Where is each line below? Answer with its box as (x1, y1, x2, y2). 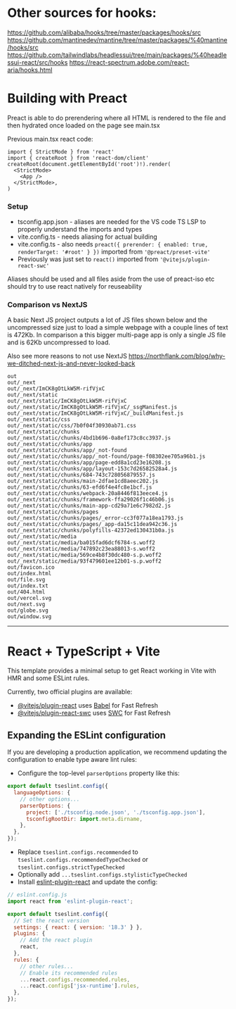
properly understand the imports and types (17, 225, 143, 234)
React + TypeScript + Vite (7, 643, 160, 659)
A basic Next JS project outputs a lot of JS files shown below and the (7, 315, 208, 325)
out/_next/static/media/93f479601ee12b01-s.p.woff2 (7, 558, 162, 565)
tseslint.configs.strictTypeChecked (17, 864, 125, 871)
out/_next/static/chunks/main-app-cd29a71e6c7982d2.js (7, 502, 171, 510)
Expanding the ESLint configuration (7, 729, 166, 741)
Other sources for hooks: (7, 5, 157, 21)
